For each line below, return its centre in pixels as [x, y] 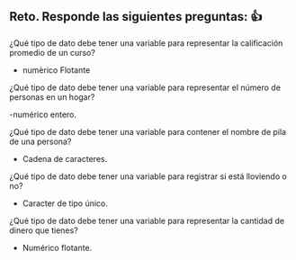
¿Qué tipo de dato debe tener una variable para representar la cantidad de [147, 220]
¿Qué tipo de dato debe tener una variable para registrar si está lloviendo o [148, 176]
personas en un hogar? [52, 97]
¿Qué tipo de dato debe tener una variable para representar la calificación [146, 43]
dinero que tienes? [44, 230]
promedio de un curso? [53, 52]
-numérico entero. [43, 114]
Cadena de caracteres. [65, 158]
